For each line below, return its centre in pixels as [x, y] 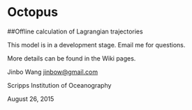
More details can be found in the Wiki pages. [72, 58]
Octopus [32, 12]
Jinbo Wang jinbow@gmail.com [53, 72]
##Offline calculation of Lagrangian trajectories [75, 31]
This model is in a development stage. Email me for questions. [96, 45]
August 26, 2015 [31, 99]
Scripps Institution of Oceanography [59, 85]
